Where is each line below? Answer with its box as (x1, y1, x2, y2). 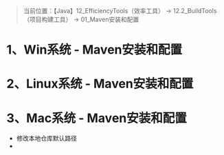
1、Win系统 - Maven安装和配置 (6, 42, 183, 58)
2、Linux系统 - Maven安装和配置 (6, 76, 194, 92)
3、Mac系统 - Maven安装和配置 (6, 110, 187, 126)
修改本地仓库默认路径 (16, 134, 77, 143)
